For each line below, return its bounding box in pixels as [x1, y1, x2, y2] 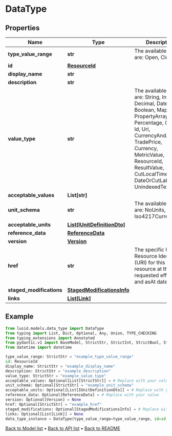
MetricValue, [134, 151, 165, 158]
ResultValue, [134, 164, 164, 171]
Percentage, [134, 119, 164, 126]
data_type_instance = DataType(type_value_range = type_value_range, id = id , [5, 416, 168, 421]
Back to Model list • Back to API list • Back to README [5, 425, 120, 431]
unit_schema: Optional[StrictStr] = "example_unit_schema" [5, 383, 134, 388]
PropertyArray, [134, 113, 170, 120]
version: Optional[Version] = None [5, 397, 81, 403]
